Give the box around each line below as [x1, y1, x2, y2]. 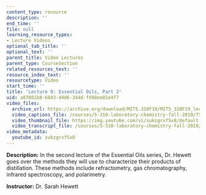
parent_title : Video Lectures [6, 55, 84, 61]
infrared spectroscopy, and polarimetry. [6, 170, 107, 178]
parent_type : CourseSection [6, 60, 78, 66]
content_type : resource [6, 9, 67, 15]
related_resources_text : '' [6, 66, 78, 72]
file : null [6, 26, 34, 32]
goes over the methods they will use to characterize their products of [6, 158, 181, 165]
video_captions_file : [12, 112, 67, 118]
